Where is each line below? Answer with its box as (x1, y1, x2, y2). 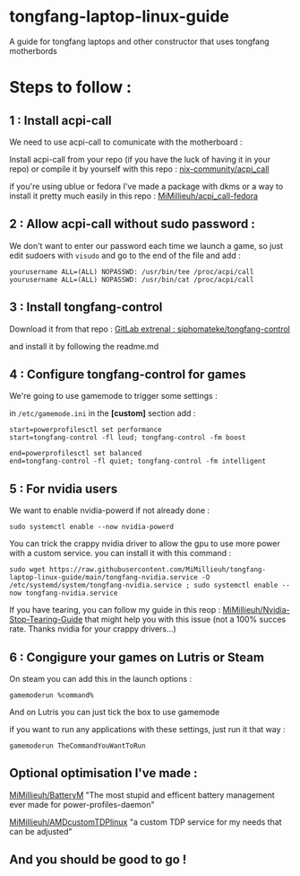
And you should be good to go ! (9, 852, 187, 868)
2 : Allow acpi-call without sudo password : (9, 217, 255, 232)
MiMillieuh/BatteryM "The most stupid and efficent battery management (9, 789, 275, 801)
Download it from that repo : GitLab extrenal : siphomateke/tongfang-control (9, 323, 291, 334)
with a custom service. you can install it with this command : (9, 548, 231, 559)
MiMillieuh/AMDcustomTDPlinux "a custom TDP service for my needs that (9, 816, 282, 827)
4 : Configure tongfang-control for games (9, 367, 246, 382)
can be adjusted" (9, 826, 73, 836)
